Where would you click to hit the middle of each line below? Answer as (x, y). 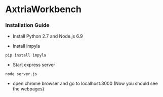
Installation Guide (27, 25)
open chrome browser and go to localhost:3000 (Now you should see (85, 84)
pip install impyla (26, 55)
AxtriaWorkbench (44, 9)
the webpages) (28, 89)
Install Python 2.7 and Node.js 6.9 (48, 36)
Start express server (34, 65)
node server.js (21, 74)
